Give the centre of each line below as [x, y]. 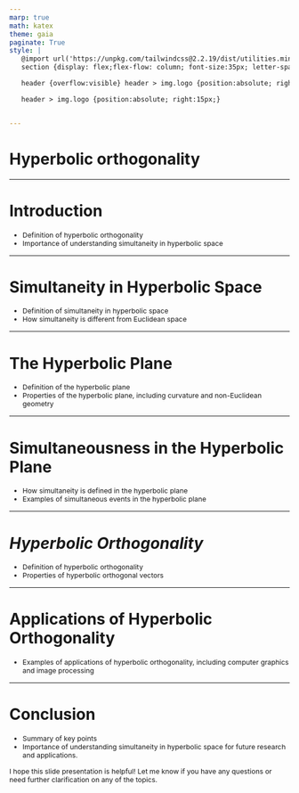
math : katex [31, 26]
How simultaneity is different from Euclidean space [104, 319]
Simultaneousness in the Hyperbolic [147, 448]
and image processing [58, 670]
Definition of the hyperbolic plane [76, 387]
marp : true [29, 17]
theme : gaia [31, 34]
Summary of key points [60, 739]
